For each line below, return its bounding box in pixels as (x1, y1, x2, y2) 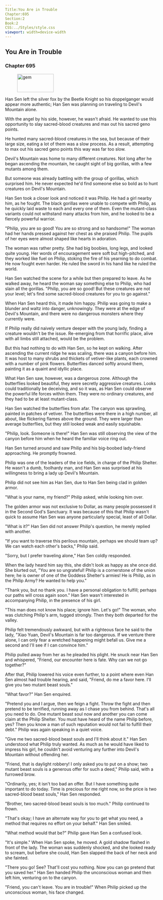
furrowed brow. (5, 771, 36, 777)
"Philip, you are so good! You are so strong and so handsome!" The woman (5, 225, 155, 231)
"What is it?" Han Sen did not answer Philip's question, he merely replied (5, 523, 150, 529)
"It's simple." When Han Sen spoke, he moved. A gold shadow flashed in (5, 839, 150, 845)
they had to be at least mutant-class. (5, 396, 79, 402)
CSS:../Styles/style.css (5, 25, 55, 30)
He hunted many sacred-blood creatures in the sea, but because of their (5, 136, 150, 141)
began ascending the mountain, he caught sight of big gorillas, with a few (5, 160, 152, 166)
